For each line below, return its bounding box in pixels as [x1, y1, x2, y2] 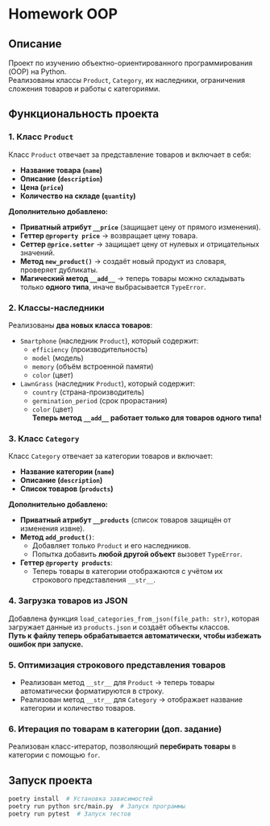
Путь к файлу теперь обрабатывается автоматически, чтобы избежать [8, 630, 262, 640]
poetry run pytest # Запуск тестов [8, 810, 131, 818]
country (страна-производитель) [31, 387, 145, 397]
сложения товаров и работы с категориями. [8, 84, 160, 93]
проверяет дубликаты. [19, 265, 98, 275]
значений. [19, 247, 55, 258]
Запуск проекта [8, 774, 93, 787]
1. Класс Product [8, 131, 74, 142]
